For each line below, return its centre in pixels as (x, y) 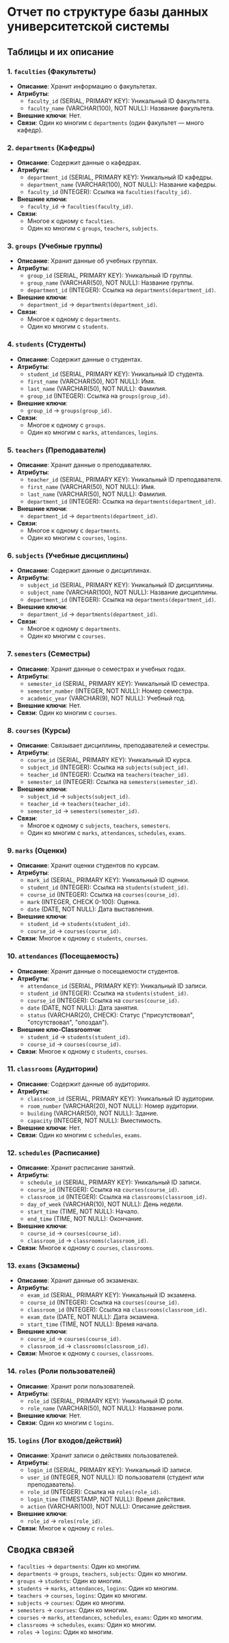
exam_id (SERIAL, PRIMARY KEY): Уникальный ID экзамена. (112, 1295)
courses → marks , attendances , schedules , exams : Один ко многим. (110, 1617)
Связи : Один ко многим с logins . (65, 1422)
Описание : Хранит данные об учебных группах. (87, 261)
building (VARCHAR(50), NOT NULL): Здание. (93, 1113)
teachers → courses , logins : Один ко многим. (82, 1595)
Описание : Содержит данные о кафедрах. (79, 163)
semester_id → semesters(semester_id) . (83, 811)
